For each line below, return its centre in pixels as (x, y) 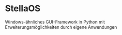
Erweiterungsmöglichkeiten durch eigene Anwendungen (61, 27)
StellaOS (23, 9)
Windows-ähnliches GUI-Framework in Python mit (55, 22)
